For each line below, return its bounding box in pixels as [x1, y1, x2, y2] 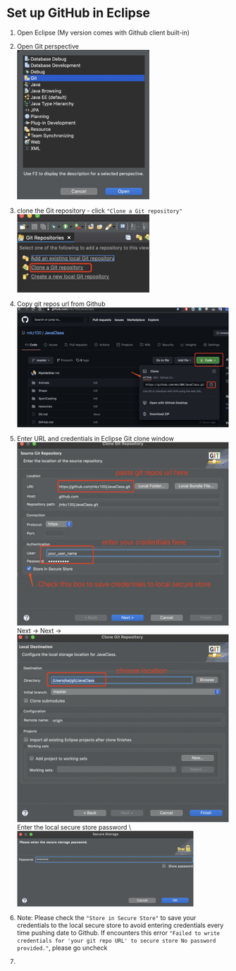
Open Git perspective [16, 42, 79, 50]
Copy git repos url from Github [16, 300, 106, 308]
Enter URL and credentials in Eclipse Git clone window [16, 434, 174, 442]
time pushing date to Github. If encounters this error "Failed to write [16, 929, 220, 937]
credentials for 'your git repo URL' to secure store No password [16, 938, 216, 945]
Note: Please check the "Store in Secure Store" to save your [16, 914, 197, 922]
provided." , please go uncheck [16, 943, 108, 952]
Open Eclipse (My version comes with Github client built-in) [16, 28, 190, 37]
